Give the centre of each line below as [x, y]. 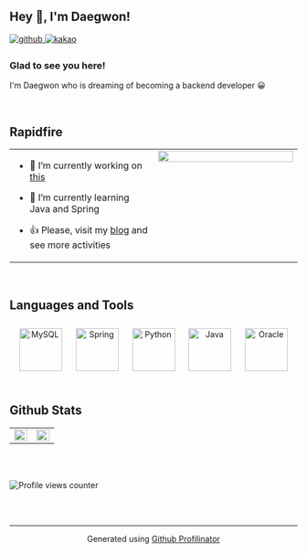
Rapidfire [36, 132]
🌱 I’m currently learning [79, 197]
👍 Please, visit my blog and [89, 229]
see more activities [70, 245]
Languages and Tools [72, 306]
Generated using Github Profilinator [153, 538]
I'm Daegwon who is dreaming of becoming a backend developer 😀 [138, 85]
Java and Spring [65, 208]
